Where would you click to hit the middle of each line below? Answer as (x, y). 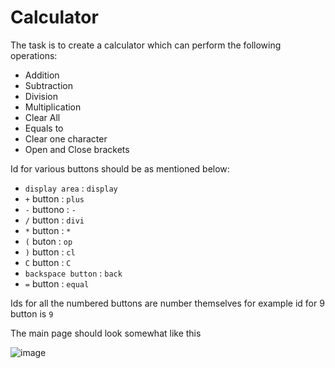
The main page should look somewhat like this (106, 333)
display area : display (71, 188)
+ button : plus (54, 198)
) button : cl (50, 252)
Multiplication (53, 107)
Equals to (44, 128)
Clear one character (66, 138)
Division (41, 96)
